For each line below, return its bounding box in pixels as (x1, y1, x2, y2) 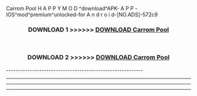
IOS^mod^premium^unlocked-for (6, 11, 86, 18)
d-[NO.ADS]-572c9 (111, 11, 158, 18)
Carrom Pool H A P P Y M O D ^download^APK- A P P (6, 5, 134, 12)
